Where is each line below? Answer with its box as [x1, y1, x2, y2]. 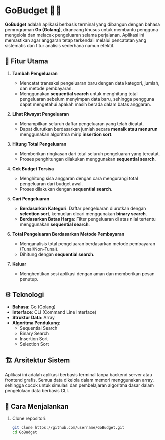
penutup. [19, 276, 39, 282]
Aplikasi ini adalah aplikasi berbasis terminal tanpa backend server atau [5, 372, 152, 378]
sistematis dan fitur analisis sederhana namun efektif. [5, 42, 115, 48]
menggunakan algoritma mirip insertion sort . [19, 131, 113, 137]
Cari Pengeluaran [12, 195, 50, 202]
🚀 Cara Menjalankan [5, 402, 69, 411]
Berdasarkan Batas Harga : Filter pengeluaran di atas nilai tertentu [19, 216, 156, 222]
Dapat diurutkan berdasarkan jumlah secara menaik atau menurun [19, 126, 158, 132]
